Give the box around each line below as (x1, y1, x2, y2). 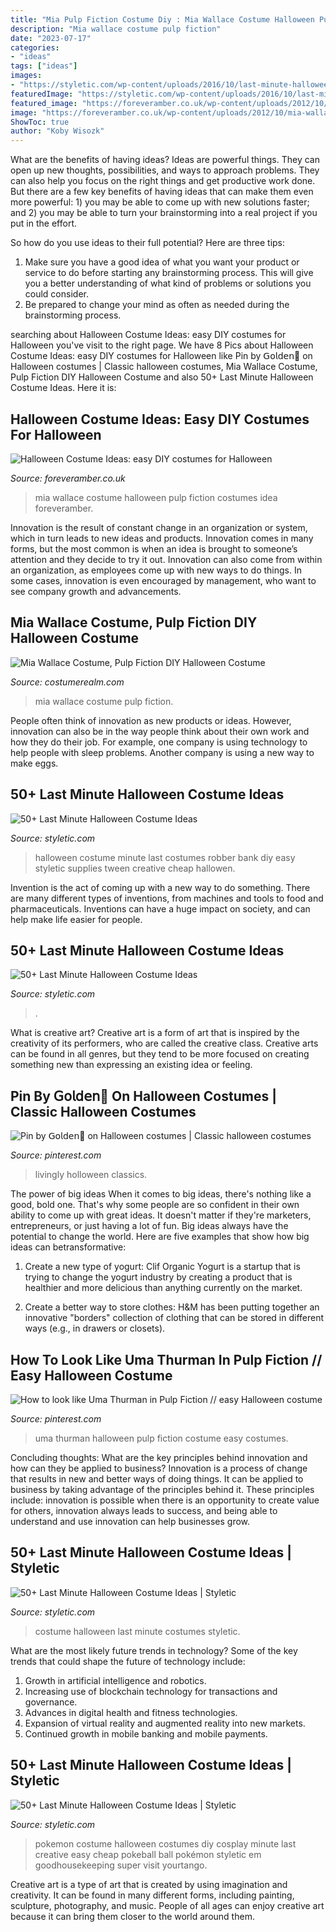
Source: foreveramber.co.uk (10, 472, 126, 484)
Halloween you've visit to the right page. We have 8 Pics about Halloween (10, 339, 314, 351)
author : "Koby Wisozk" (10, 126, 105, 136)
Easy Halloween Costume (10, 1367, 173, 1384)
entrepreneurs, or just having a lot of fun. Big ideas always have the (10, 1220, 289, 1232)
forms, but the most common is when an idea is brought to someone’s (10, 542, 298, 555)
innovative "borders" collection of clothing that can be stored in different (24, 1312, 325, 1324)
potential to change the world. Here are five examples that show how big (10, 1231, 310, 1243)
